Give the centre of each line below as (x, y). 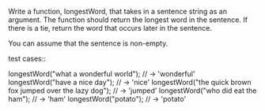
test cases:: (27, 59)
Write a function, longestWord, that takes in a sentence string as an (118, 11)
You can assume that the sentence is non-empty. (88, 43)
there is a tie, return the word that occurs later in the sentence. (110, 28)
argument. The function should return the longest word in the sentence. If (128, 20)
